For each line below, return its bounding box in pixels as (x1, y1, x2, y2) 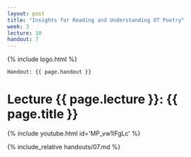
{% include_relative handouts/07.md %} (7, 143, 121, 151)
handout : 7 (7, 36, 39, 43)
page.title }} (7, 106, 78, 122)
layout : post (7, 10, 45, 17)
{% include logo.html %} (7, 55, 78, 63)
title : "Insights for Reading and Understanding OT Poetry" (7, 17, 185, 24)
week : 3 (7, 23, 30, 30)
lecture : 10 (7, 29, 42, 37)
